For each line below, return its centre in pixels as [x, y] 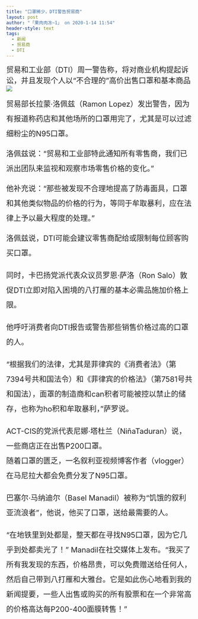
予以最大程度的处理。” [58, 218]
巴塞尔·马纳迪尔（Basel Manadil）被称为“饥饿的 [89, 498]
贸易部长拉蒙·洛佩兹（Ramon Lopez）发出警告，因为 [98, 104]
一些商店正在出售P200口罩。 [56, 446]
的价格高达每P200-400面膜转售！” [67, 609]
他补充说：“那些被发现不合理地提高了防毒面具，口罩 [97, 188]
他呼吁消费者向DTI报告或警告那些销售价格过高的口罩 [98, 327]
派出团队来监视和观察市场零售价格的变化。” [80, 169]
